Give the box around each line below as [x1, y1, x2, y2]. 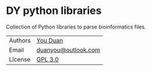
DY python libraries [6, 4, 102, 17]
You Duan [36, 36, 63, 44]
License [9, 55, 31, 63]
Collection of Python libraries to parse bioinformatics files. [6, 23, 146, 30]
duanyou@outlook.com [36, 45, 101, 54]
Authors [9, 36, 31, 44]
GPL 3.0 [36, 55, 59, 63]
